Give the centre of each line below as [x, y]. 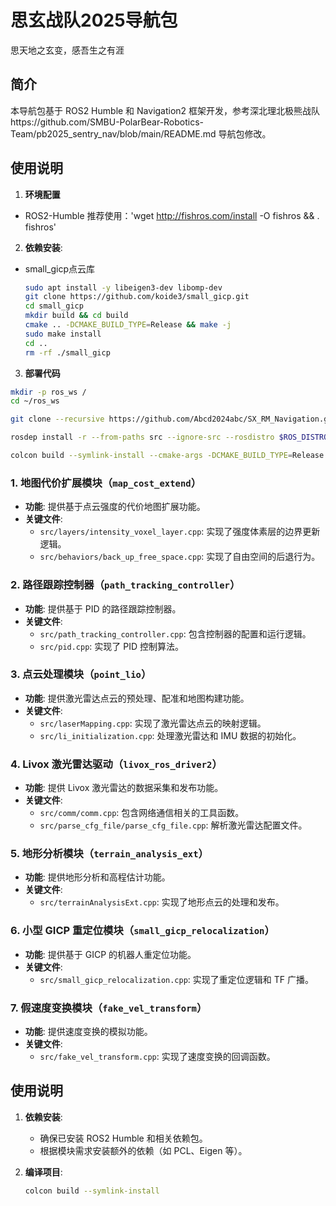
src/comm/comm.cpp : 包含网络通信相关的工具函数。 [142, 813]
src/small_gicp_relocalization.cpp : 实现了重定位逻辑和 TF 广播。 [176, 979]
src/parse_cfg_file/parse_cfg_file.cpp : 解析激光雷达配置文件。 [173, 825]
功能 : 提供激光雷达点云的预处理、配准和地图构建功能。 [137, 698]
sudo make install [63, 334]
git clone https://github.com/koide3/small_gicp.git [137, 297]
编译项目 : [43, 1172]
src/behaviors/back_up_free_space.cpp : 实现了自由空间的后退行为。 [180, 557]
